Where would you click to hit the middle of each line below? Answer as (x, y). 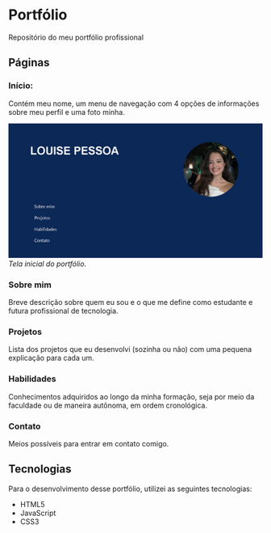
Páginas (29, 63)
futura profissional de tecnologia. (63, 311)
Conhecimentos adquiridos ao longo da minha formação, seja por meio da (131, 396)
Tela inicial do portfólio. (48, 264)
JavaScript (38, 513)
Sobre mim (30, 285)
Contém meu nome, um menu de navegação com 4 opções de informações (134, 104)
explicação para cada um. (51, 358)
